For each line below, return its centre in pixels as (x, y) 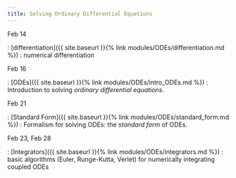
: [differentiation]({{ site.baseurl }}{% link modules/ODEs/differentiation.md (116, 47)
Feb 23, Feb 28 (29, 138)
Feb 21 (17, 103)
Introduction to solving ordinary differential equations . (86, 89)
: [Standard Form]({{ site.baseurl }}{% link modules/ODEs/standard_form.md (118, 117)
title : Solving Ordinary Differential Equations (80, 14)
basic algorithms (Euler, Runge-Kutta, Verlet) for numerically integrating (111, 159)
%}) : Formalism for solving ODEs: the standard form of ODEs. (98, 125)
